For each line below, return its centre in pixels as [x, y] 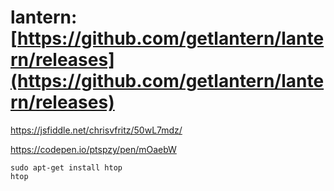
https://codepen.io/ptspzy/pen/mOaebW [93, 149]
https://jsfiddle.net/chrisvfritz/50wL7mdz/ [96, 130]
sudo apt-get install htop [66, 167]
